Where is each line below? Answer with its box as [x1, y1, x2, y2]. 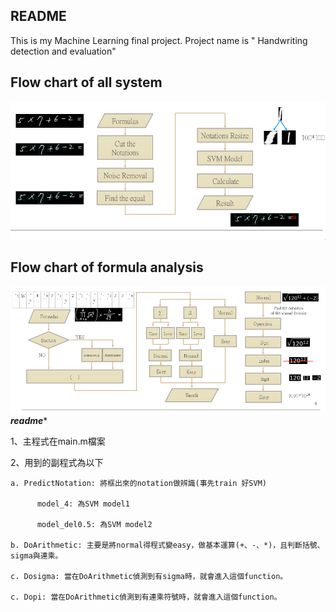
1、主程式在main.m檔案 [10, 435, 106, 448]
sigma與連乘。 [10, 551, 63, 561]
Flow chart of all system [10, 74, 163, 91]
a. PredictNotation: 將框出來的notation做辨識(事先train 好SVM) [10, 479, 267, 489]
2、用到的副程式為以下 [10, 457, 104, 469]
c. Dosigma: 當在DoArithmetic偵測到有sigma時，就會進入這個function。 [10, 572, 288, 582]
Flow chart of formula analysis [10, 259, 204, 276]
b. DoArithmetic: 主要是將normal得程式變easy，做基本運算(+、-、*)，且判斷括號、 [10, 540, 325, 551]
